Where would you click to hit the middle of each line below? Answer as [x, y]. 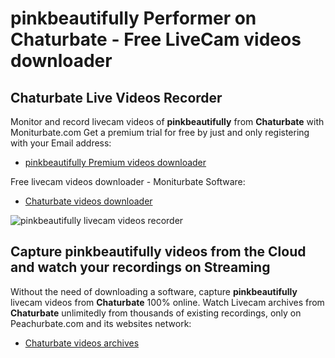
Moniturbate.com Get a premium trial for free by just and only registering [160, 132]
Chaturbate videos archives [82, 343]
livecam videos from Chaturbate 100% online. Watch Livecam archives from [167, 302]
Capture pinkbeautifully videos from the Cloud [158, 252]
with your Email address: [61, 143]
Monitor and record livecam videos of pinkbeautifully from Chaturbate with [167, 121]
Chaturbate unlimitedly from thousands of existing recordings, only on [156, 313]
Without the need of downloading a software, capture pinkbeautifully [154, 291]
